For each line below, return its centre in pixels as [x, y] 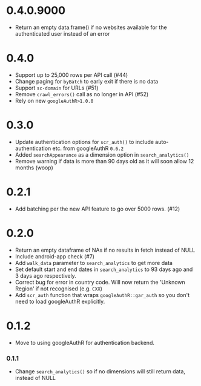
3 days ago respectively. [46, 275]
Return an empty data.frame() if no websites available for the [91, 27]
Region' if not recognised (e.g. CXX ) [59, 289]
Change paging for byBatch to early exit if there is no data [87, 81]
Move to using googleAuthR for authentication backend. [84, 342]
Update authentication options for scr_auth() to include [84, 142]
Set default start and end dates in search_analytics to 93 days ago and [104, 269]
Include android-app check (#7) [55, 256]
